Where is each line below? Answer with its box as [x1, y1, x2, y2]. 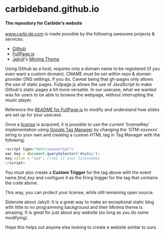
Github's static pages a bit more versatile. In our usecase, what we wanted [5, 87, 157, 93]
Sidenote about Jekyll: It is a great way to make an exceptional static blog [5, 199, 154, 205]
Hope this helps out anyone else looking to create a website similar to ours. [5, 224, 158, 230]
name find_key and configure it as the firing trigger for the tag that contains [5, 174, 158, 180]
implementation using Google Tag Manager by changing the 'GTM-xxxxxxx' [5, 127, 159, 133]
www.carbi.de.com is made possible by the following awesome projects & [5, 31, 155, 37]
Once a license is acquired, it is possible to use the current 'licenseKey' [5, 122, 150, 128]
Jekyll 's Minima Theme [12, 56, 60, 62]
